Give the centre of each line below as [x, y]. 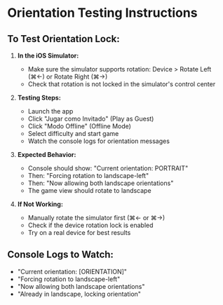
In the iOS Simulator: [48, 55]
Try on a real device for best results [79, 232]
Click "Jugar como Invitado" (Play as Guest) [91, 118]
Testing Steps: [39, 97]
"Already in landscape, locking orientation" [79, 294]
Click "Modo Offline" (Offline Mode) [80, 126]
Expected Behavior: [47, 155]
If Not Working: [40, 204]
